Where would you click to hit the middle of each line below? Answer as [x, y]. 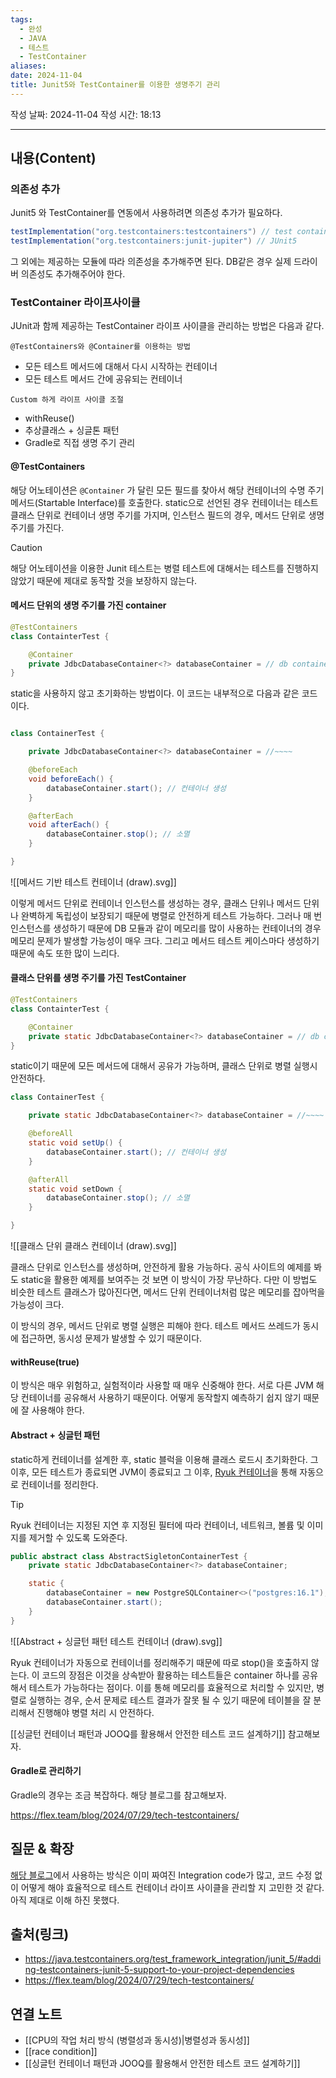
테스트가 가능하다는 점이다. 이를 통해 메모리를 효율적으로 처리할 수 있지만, [171, 1687]
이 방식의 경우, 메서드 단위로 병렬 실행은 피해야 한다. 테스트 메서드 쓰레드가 [155, 1326]
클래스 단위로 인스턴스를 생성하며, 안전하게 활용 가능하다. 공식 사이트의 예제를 [161, 1267]
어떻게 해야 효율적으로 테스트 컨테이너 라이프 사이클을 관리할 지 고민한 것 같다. [172, 1887]
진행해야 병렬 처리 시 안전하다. [95, 1712]
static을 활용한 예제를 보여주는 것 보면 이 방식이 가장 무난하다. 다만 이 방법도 [169, 1280]
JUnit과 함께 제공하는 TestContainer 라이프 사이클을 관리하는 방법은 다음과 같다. [167, 326]
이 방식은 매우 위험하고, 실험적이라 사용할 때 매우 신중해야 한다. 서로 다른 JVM [162, 1385]
